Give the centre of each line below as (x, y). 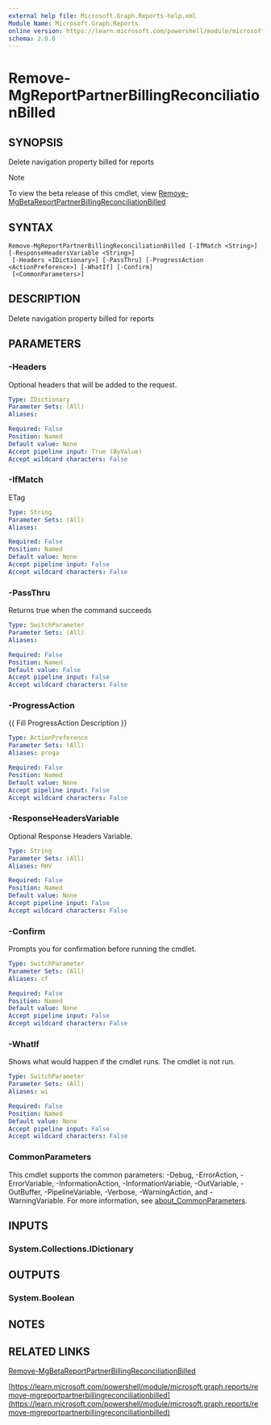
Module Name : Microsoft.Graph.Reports (73, 23)
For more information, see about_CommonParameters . (157, 1200)
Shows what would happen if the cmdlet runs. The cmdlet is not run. (122, 1062)
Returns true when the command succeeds (80, 611)
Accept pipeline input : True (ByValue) (75, 451)
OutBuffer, (25, 1192)
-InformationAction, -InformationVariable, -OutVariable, (148, 1183)
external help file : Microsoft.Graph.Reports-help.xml (102, 16)
